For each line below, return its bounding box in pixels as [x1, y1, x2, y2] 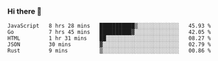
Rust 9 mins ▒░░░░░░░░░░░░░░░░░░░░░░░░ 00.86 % [7, 48, 212, 55]
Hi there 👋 [7, 6, 43, 16]
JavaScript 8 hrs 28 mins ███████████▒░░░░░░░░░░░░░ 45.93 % [7, 23, 212, 30]
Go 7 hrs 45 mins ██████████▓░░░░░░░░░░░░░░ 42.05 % [7, 28, 212, 36]
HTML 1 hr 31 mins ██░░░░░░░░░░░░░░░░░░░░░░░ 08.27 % [7, 35, 212, 42]
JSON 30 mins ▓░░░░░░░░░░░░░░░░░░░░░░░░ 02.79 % [7, 41, 212, 48]
